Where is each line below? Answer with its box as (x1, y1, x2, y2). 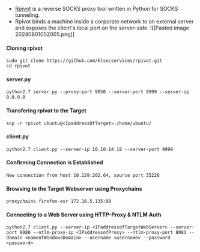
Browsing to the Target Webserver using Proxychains (6, 185, 142, 192)
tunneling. (14, 11, 40, 19)
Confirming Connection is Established (6, 159, 103, 166)
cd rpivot (6, 63, 31, 69)
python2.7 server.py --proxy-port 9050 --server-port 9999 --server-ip (6, 89, 189, 95)
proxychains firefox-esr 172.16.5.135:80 (6, 198, 112, 204)
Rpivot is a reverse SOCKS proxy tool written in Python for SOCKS (14, 5, 178, 12)
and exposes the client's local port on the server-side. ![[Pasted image (14, 24, 189, 31)
